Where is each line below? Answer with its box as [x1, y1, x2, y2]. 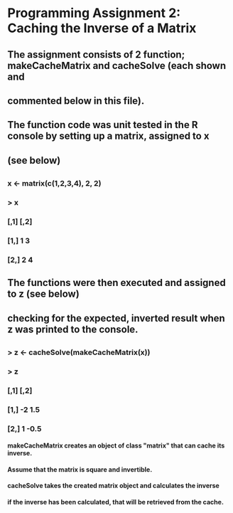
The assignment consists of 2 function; [7, 48, 185, 60]
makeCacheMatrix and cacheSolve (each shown [7, 59, 227, 72]
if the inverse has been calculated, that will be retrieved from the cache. [7, 498, 224, 507]
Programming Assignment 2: [7, 5, 181, 21]
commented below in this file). [7, 95, 145, 107]
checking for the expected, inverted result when [7, 312, 225, 324]
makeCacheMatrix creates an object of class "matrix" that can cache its [7, 441, 225, 450]
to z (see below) [7, 288, 80, 300]
